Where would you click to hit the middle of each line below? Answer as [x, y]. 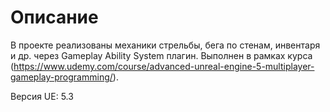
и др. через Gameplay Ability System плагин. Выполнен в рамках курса [161, 55]
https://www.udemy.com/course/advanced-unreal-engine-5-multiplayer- [164, 66]
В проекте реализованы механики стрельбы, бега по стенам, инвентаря [165, 45]
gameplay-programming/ [61, 77]
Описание [54, 17]
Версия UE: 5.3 [42, 96]
